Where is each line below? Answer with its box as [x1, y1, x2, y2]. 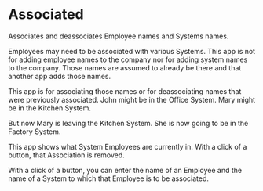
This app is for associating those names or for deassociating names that [8, 86, 242, 95]
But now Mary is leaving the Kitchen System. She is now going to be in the [8, 118, 249, 128]
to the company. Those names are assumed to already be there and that [8, 63, 242, 72]
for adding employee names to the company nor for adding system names [8, 55, 248, 64]
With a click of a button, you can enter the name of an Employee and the [8, 165, 242, 175]
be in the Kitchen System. [8, 103, 92, 113]
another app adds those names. [8, 71, 111, 81]
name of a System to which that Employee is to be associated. [8, 174, 210, 183]
